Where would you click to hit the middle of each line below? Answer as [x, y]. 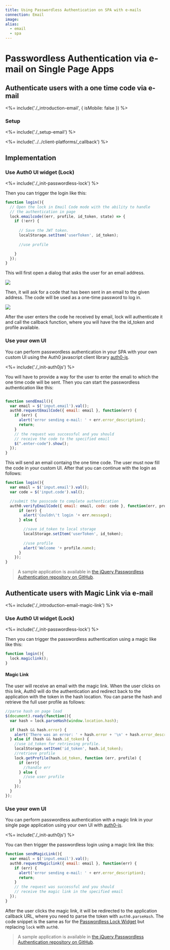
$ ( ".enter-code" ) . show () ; [42, 443]
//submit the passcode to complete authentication [64, 501]
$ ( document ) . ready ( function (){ [38, 716]
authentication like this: [29, 387]
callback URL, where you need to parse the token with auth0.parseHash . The [84, 916]
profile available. [23, 327]
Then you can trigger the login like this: [46, 193]
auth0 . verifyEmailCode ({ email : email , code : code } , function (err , [83, 506]
